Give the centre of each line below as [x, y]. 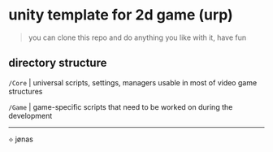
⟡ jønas [21, 139]
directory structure [58, 63]
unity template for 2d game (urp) [121, 15]
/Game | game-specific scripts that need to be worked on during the [121, 106]
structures [26, 91]
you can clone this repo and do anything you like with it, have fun [137, 37]
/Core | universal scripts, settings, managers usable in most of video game [133, 82]
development [30, 115]
